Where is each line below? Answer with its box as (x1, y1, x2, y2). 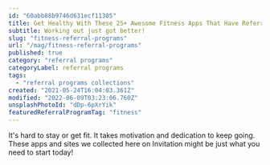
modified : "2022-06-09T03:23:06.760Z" (8, 94, 138, 102)
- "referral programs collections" (15, 78, 135, 87)
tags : (8, 71, 27, 79)
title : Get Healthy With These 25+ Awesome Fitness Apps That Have (8, 19, 239, 27)
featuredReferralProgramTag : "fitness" (8, 109, 142, 117)
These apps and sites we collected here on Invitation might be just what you (8, 139, 260, 148)
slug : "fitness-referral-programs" (8, 34, 128, 42)
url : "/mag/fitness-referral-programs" (8, 42, 142, 50)
